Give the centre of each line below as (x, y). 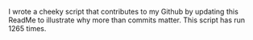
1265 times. (27, 28)
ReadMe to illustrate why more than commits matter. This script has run (127, 20)
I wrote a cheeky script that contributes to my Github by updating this (124, 12)
